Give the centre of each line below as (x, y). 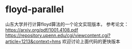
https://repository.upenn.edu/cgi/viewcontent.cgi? (58, 35)
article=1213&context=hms (33, 41)
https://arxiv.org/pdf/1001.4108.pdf (42, 30)
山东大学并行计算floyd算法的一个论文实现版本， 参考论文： (67, 24)
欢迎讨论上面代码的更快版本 (91, 41)
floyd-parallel (35, 9)
